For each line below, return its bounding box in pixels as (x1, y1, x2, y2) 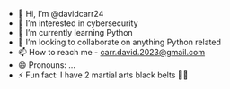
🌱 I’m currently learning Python (17, 28, 133, 37)
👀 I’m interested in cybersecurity (17, 18, 138, 28)
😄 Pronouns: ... (17, 60, 76, 70)
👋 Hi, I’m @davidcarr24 (17, 9, 104, 19)
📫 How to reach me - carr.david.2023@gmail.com (17, 47, 205, 57)
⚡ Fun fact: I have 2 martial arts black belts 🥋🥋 (17, 69, 189, 80)
